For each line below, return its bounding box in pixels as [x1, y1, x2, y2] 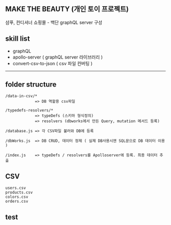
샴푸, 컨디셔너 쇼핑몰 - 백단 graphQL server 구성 [5, 19, 103, 25]
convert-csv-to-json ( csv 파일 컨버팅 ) [12, 60, 93, 66]
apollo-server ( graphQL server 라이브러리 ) [12, 54, 103, 60]
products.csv [5, 190, 33, 195]
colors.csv [5, 194, 28, 200]
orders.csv [5, 199, 28, 204]
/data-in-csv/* [5, 94, 38, 99]
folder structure [5, 80, 57, 89]
